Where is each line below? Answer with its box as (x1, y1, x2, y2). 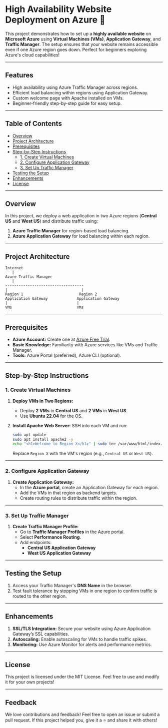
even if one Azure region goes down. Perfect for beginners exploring (5, 46, 147, 52)
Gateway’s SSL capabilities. (12, 631, 69, 637)
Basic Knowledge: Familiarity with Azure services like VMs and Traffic (12, 342, 158, 348)
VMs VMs (5, 305, 84, 310)
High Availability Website (5, 3, 112, 15)
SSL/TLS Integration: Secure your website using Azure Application (12, 626, 151, 632)
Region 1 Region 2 (5, 292, 97, 297)
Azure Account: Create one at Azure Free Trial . (12, 336, 110, 342)
